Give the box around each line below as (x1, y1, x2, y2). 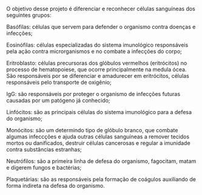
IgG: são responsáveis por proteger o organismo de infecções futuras (6, 91, 181, 97)
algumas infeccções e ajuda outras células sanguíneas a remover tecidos (6, 133, 190, 140)
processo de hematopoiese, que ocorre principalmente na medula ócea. (6, 66, 187, 73)
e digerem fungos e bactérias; (6, 164, 82, 171)
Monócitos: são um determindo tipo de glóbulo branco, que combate (6, 127, 178, 133)
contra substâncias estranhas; (6, 146, 82, 153)
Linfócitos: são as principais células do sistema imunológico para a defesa (6, 109, 192, 115)
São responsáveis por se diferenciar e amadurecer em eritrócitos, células (6, 72, 189, 79)
